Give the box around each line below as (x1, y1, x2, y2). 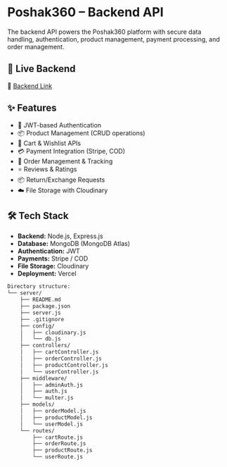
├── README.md (20, 297, 61, 304)
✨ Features (7, 102, 57, 114)
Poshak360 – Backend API (7, 4, 164, 20)
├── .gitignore (20, 316, 65, 323)
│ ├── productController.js (20, 361, 109, 368)
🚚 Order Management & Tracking (17, 156, 113, 166)
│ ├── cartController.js (20, 349, 99, 356)
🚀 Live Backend (7, 63, 76, 75)
